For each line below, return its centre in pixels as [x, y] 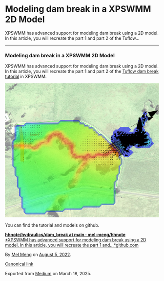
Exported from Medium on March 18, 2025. [48, 274]
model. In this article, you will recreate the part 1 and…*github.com [72, 245]
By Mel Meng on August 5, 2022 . [38, 255]
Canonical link [19, 264]
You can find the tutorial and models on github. [52, 225]
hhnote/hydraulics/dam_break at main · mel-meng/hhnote [65, 235]
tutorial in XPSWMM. [26, 76]
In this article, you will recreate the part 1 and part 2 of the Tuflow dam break [82, 71]
